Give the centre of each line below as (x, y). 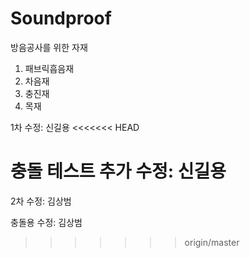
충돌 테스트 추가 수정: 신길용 (118, 171)
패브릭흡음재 (49, 68)
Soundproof (61, 18)
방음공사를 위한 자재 (49, 47)
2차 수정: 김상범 (41, 201)
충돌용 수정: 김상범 (46, 222)
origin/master (212, 242)
